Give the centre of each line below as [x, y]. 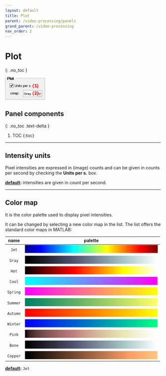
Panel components [35, 114]
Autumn [14, 314]
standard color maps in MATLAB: [39, 229]
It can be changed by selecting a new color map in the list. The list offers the [83, 224]
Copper [14, 356]
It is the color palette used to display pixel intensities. [59, 215]
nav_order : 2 [19, 31]
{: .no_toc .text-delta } [27, 126]
